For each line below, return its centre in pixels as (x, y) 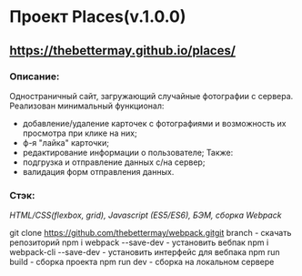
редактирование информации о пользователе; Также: (128, 152)
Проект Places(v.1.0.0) (98, 17)
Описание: (35, 77)
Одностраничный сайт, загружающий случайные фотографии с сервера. (151, 96)
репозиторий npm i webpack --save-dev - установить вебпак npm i (139, 242)
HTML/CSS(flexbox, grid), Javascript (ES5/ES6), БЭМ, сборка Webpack (146, 215)
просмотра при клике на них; (80, 133)
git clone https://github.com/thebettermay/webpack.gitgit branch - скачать (151, 233)
